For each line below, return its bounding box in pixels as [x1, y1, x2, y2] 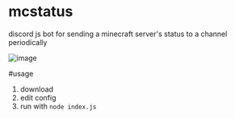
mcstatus [8, 2, 73, 21]
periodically [8, 37, 48, 47]
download [19, 84, 54, 94]
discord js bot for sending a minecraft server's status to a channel [8, 29, 228, 39]
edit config [19, 92, 57, 102]
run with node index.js [19, 101, 97, 111]
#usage [8, 68, 34, 78]
